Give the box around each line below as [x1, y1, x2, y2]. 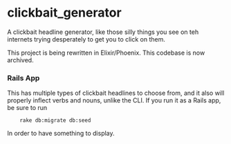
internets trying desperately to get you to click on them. [7, 35, 166, 43]
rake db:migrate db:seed [19, 117, 91, 124]
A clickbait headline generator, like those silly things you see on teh [7, 28, 199, 36]
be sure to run [7, 104, 48, 112]
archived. [7, 55, 34, 64]
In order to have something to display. [7, 129, 115, 138]
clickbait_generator [7, 5, 122, 21]
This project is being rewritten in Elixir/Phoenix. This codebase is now [7, 48, 205, 57]
